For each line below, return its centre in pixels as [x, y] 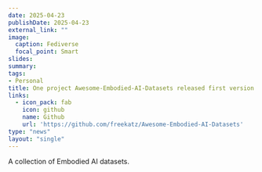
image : [19, 37]
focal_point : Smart [47, 52]
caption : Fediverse [47, 45]
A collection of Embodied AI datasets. [69, 161]
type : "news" [29, 131]
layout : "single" [36, 139]
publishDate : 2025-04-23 [49, 23]
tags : [17, 73]
